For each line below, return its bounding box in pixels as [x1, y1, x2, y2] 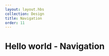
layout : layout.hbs [5, 7, 45, 12]
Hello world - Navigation [5, 41, 105, 52]
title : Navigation [5, 16, 42, 21]
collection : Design [5, 11, 45, 16]
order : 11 [5, 20, 25, 25]
